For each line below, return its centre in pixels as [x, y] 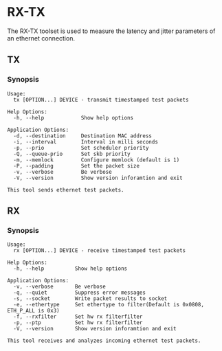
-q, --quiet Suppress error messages [80, 293]
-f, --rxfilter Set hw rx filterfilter [78, 317]
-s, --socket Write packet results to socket [90, 299]
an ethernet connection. [41, 38]
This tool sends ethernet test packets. [66, 190]
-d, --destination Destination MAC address [83, 136]
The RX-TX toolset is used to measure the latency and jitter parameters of [111, 31]
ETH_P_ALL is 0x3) [33, 311]
